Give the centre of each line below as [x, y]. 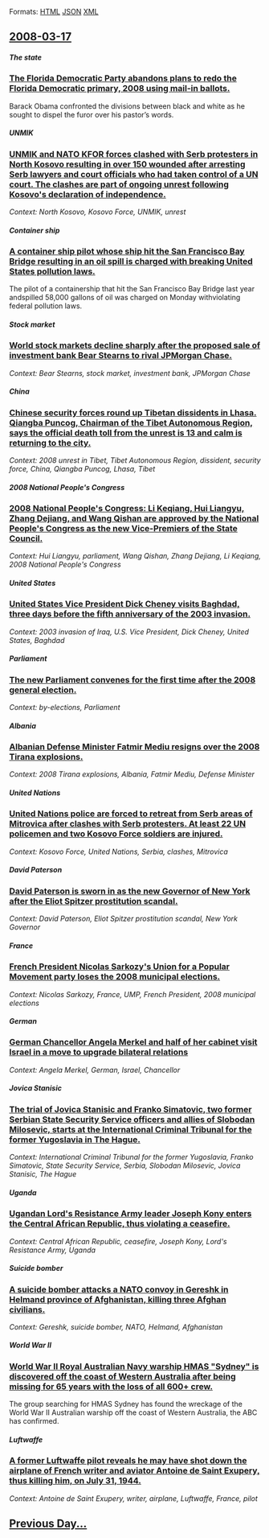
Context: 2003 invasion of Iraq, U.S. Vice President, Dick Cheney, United [129, 632]
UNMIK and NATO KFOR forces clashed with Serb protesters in [134, 154]
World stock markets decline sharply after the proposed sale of [135, 345]
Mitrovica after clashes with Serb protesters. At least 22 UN [128, 824]
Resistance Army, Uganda [52, 1250]
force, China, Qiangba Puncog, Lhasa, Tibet [82, 469]
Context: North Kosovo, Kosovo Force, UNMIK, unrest [98, 212]
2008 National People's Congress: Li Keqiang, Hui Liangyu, [127, 509]
